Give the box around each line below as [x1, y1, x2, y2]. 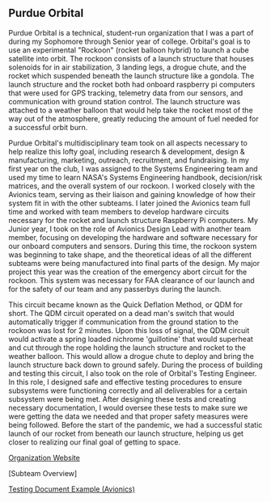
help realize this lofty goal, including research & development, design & [8, 146, 245, 156]
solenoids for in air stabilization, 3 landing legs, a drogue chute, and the [8, 62, 247, 72]
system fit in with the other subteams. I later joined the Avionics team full [8, 198, 251, 208]
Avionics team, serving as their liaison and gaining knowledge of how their [8, 189, 256, 199]
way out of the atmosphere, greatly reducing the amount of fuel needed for [8, 113, 259, 124]
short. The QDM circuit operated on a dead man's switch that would [8, 308, 235, 318]
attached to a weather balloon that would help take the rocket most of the [8, 105, 253, 115]
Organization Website [8, 453, 81, 462]
